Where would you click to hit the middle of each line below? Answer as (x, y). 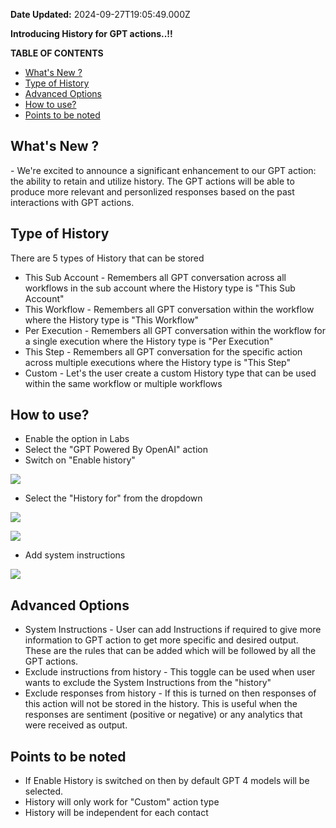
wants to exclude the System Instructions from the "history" (148, 683)
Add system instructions (75, 555)
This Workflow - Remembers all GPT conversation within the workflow (169, 309)
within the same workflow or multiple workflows (123, 383)
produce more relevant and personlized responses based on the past (152, 191)
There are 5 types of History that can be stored (107, 258)
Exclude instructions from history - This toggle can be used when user (170, 672)
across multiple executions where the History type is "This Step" (158, 362)
